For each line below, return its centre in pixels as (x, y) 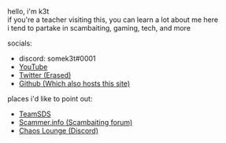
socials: (20, 43)
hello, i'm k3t (28, 11)
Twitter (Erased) (45, 75)
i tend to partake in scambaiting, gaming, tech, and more (99, 28)
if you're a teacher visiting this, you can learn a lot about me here (113, 20)
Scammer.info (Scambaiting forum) (76, 122)
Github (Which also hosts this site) (74, 83)
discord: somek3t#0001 (57, 59)
